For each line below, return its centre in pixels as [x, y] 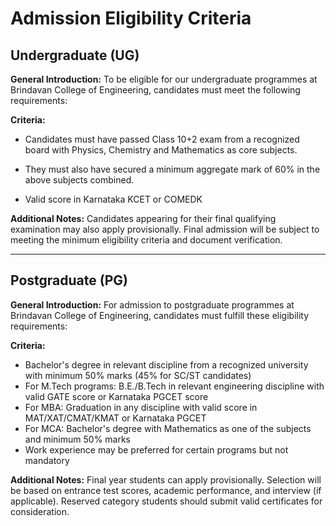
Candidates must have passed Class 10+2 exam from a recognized [162, 139]
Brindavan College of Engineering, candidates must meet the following [155, 90]
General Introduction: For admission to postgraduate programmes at [152, 304]
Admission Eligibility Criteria [131, 18]
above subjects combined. [79, 180]
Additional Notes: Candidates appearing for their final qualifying [143, 218]
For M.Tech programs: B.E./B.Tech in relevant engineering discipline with [174, 386]
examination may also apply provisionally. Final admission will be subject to [165, 229]
